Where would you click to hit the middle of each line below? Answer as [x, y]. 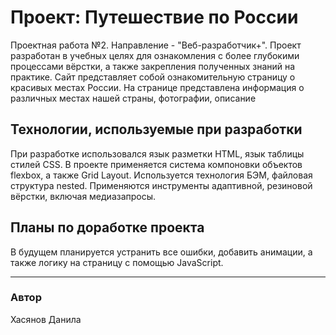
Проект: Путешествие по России [154, 17]
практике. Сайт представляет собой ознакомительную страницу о [153, 77]
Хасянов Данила [46, 319]
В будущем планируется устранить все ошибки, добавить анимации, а [161, 252]
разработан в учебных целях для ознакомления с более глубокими [155, 55]
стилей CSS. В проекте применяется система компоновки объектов [156, 164]
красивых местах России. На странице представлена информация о [157, 87]
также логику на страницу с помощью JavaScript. [117, 262]
